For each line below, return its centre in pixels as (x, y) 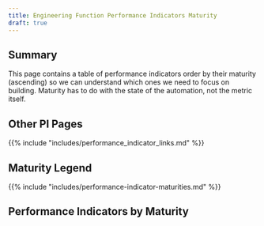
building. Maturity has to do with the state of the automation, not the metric (130, 91)
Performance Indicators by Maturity (99, 211)
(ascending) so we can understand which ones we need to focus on (119, 82)
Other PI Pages (45, 124)
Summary (33, 55)
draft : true (28, 23)
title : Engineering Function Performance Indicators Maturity (113, 15)
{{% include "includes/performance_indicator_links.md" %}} (106, 143)
